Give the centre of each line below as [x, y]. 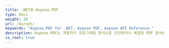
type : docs [17, 14]
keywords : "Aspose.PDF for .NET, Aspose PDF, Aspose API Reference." [80, 28]
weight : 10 [17, 19]
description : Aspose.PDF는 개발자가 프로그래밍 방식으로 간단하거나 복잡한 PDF [79, 33]
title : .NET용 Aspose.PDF [32, 10]
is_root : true [20, 38]
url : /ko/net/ [20, 24]
